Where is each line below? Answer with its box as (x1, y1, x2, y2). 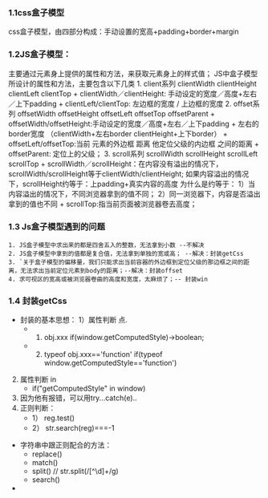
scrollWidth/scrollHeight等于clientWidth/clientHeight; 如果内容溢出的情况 (8, 168, 250, 178)
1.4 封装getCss (8, 295, 67, 306)
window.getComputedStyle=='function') (43, 358, 177, 368)
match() (31, 458, 59, 468)
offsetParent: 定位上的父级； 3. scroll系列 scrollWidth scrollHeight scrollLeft (8, 148, 258, 158)
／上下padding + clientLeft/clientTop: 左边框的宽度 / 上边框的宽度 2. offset (8, 99, 253, 108)
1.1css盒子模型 (8, 6, 65, 18)
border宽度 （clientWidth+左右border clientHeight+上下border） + (8, 128, 229, 138)
